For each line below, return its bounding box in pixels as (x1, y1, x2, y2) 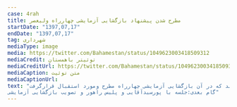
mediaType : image (7, 43, 59, 50)
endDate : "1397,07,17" (7, 30, 74, 37)
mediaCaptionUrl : (7, 75, 59, 83)
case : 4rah (7, 10, 39, 18)
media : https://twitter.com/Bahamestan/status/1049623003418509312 (7, 50, 210, 57)
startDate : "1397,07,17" (7, 23, 80, 30)
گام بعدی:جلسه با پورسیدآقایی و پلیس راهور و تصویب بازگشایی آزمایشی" (7, 89, 219, 96)
